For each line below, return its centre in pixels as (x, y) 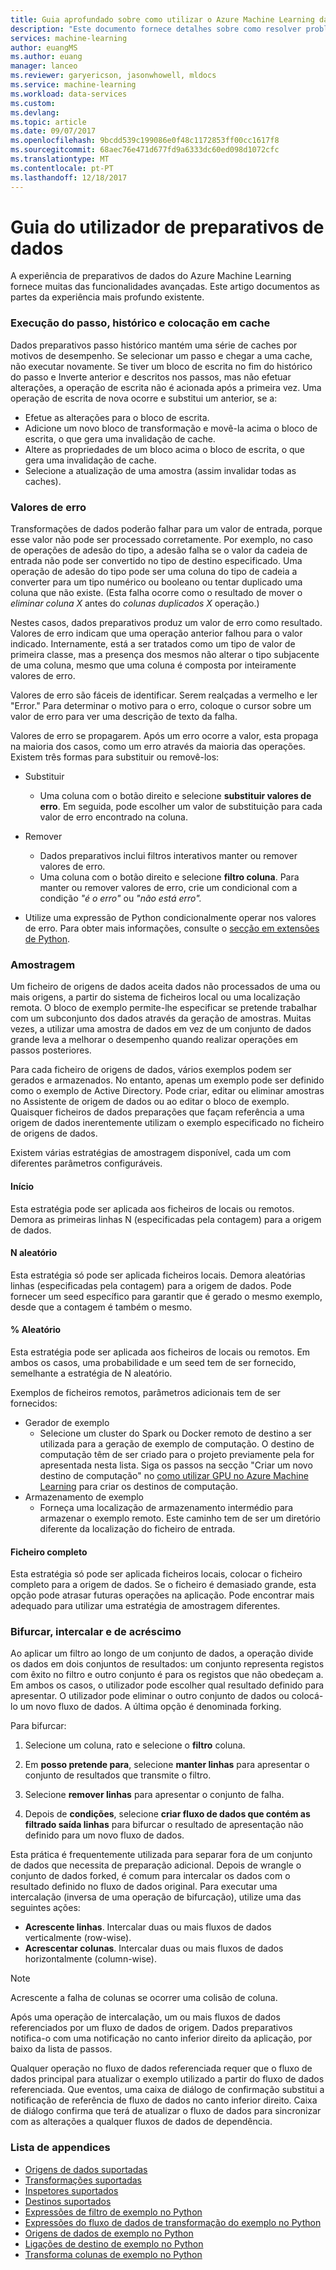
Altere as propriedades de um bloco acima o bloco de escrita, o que (165, 449)
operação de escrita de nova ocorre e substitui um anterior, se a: (144, 398)
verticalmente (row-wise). (78, 1938)
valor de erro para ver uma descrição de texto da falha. (124, 717)
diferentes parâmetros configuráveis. (86, 1163)
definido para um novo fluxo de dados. (104, 1835)
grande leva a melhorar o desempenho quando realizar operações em (154, 1040)
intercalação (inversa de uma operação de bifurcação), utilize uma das (156, 1897)
